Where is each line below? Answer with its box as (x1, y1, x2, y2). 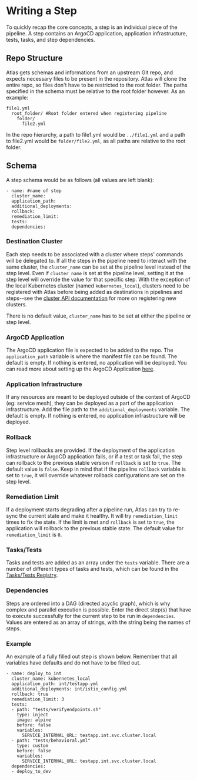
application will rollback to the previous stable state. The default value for (6, 525, 184, 532)
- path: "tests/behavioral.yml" (11, 738, 91, 743)
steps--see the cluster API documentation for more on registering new (6, 295, 176, 302)
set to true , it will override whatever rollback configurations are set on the (6, 471, 185, 478)
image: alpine (16, 717, 51, 723)
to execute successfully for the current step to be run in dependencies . (6, 612, 176, 619)
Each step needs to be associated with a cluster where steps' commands (6, 250, 183, 257)
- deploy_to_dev (11, 768, 51, 774)
